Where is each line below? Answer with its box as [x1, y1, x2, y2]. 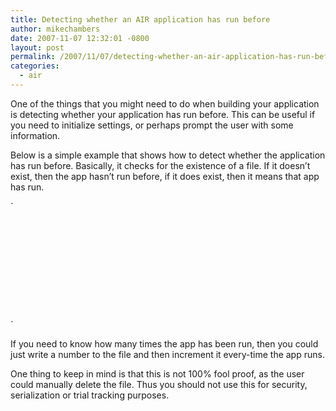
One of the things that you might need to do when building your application [10, 97, 320, 110]
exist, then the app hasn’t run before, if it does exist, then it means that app [10, 170, 320, 182]
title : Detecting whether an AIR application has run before [10, 14, 271, 25]
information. [10, 129, 61, 141]
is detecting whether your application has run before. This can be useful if [10, 108, 316, 120]
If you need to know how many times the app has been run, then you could [10, 337, 319, 350]
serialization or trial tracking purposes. [10, 389, 170, 401]
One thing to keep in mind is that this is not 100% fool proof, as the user [10, 367, 305, 380]
